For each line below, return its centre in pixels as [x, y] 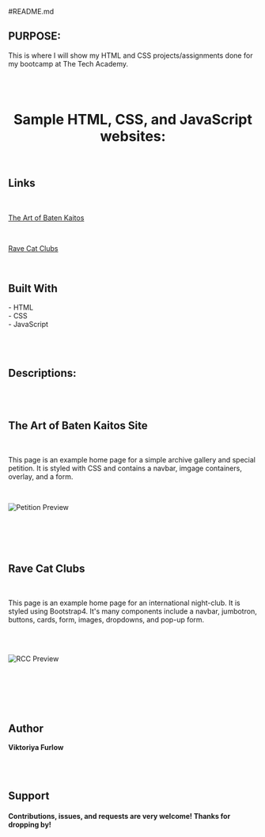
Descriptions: [42, 373]
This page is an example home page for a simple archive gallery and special [132, 460]
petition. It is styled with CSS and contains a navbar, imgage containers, [125, 468]
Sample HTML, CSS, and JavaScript [133, 120]
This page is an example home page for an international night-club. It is [124, 603]
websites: [133, 136]
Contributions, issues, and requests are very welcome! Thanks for [119, 816]
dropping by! [30, 824]
